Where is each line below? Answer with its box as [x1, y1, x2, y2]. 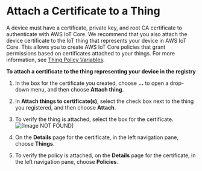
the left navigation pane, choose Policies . [14, 158, 119, 165]
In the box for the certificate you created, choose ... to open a [14, 79, 169, 87]
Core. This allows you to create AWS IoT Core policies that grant [6, 43, 166, 51]
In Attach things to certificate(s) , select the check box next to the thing [14, 98, 194, 105]
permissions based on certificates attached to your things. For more [6, 49, 175, 57]
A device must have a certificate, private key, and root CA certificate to [6, 24, 183, 31]
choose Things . [14, 140, 55, 147]
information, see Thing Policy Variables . [6, 56, 105, 63]
